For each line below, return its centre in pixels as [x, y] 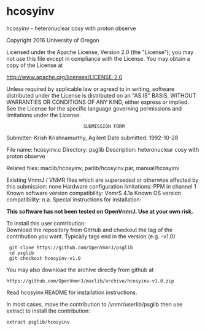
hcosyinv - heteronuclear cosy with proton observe [71, 28]
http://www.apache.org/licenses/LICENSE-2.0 [64, 77]
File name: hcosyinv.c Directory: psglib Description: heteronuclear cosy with [103, 149]
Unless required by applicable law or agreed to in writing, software [91, 89]
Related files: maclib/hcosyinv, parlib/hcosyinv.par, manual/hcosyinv [93, 168]
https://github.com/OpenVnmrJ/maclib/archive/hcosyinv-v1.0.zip [90, 281]
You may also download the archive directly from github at [80, 270]
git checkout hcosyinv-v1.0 [45, 258]
